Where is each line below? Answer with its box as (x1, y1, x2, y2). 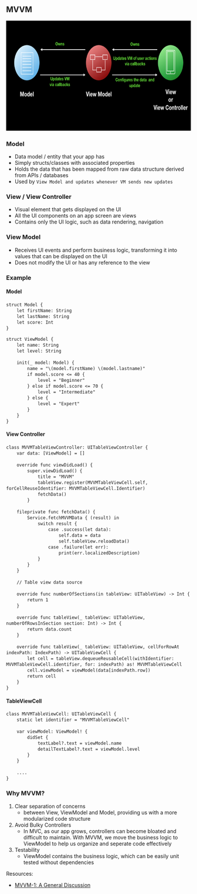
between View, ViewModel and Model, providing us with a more (23, 809, 178, 816)
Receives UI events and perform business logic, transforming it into (14, 246, 178, 253)
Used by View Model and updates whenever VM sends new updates (14, 178, 173, 185)
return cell (27, 673, 57, 679)
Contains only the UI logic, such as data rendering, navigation (14, 218, 164, 225)
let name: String (16, 342, 59, 348)
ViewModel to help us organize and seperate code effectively (23, 840, 172, 847)
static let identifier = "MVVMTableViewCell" (16, 717, 130, 723)
